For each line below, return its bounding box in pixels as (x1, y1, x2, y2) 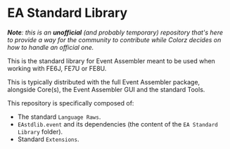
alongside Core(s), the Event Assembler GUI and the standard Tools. (7, 85, 205, 93)
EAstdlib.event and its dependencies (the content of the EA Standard (17, 119, 218, 128)
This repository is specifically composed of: (7, 98, 134, 107)
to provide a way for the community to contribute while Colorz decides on (7, 35, 222, 44)
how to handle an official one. (7, 43, 94, 51)
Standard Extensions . (17, 135, 79, 143)
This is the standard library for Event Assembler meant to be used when (7, 56, 216, 65)
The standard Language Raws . (17, 112, 101, 121)
